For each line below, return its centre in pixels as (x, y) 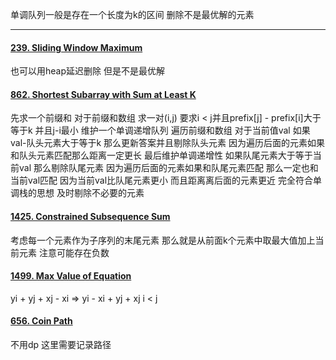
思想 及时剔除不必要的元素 (90, 193)
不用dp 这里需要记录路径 (61, 345)
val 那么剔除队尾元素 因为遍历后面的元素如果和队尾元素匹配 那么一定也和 (168, 168)
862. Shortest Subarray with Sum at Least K (103, 94)
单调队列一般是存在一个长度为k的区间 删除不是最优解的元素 (132, 14)
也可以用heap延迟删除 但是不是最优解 (87, 71)
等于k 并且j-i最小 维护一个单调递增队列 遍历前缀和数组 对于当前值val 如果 (160, 130)
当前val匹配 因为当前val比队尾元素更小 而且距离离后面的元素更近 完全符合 (161, 180)
